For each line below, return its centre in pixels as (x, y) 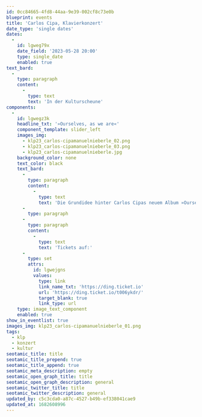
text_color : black (40, 164)
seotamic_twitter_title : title (45, 388)
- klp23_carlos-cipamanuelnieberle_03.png (76, 146)
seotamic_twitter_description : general (56, 393)
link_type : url (57, 304)
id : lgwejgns (49, 270)
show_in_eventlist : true (37, 320)
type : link (52, 281)
